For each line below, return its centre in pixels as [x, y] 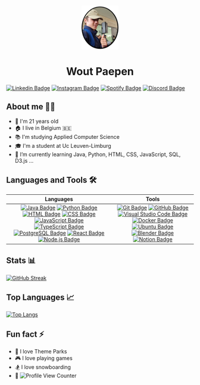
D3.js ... [24, 160]
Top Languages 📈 [40, 297]
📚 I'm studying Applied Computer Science [67, 136]
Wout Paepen [100, 72]
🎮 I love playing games [43, 358]
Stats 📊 [21, 261]
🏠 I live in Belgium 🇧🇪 [43, 128]
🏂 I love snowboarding [43, 367]
